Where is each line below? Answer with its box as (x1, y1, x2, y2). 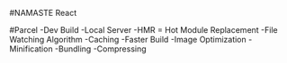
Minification (9, 43, 53, 54)
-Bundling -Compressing (54, 43, 147, 54)
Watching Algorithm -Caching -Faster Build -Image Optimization (9, 35, 247, 44)
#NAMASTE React (9, 8, 77, 18)
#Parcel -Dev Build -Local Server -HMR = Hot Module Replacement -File (9, 25, 278, 35)
